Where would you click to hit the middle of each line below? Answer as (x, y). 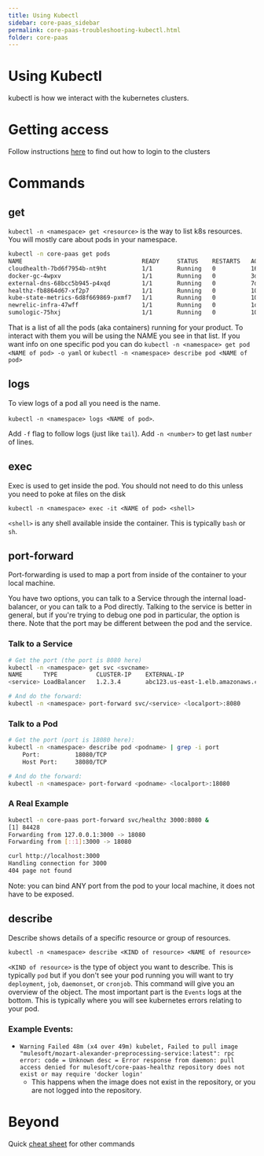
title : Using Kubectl (44, 15)
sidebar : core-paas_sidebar (54, 23)
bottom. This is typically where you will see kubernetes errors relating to (125, 1000)
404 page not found (40, 871)
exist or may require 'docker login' (81, 1074)
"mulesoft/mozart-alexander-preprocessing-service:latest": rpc (127, 1054)
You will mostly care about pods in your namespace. (93, 240)
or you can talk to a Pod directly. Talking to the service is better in (146, 607)
